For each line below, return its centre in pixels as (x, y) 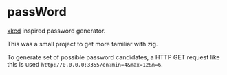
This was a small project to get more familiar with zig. (83, 44)
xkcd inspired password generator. (56, 31)
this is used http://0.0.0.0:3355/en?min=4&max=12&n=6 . (85, 64)
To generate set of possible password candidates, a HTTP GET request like (113, 57)
